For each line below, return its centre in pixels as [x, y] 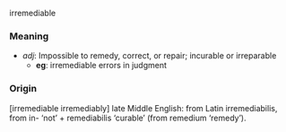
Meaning [29, 36]
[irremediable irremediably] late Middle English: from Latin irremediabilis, [143, 108]
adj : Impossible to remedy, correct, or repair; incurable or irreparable [149, 56]
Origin [23, 89]
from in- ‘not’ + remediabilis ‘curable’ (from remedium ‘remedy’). [128, 118]
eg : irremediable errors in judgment [101, 66]
